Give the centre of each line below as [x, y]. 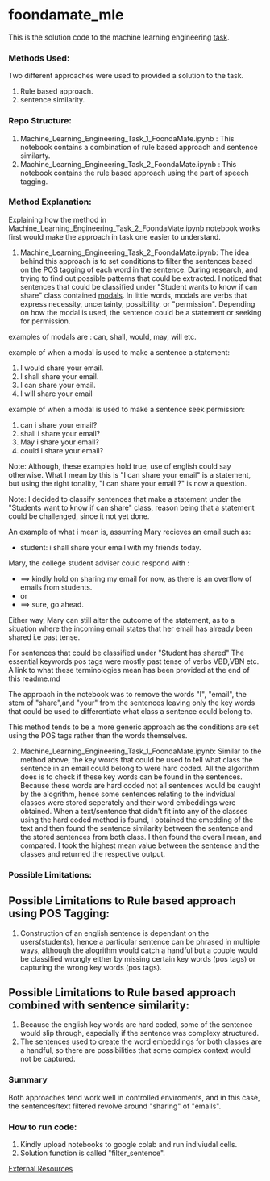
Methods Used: [39, 58]
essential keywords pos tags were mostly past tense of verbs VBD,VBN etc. [134, 661]
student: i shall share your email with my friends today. [110, 547]
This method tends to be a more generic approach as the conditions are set [134, 727]
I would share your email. [62, 368]
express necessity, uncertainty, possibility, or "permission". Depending [137, 303]
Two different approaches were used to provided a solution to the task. [126, 76]
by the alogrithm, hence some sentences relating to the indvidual [128, 794]
